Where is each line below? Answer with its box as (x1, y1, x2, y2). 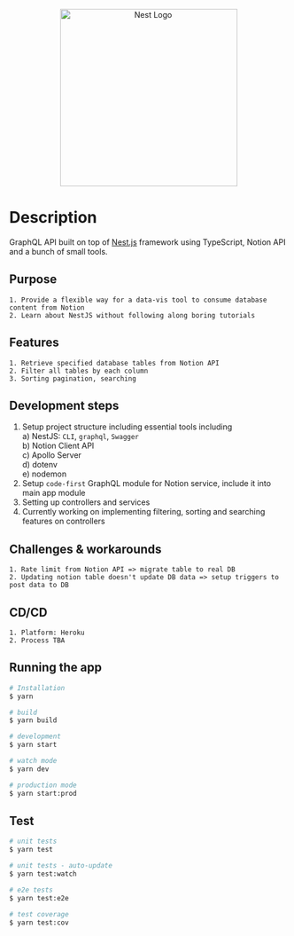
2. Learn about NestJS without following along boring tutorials (9, 311, 255, 319)
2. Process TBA (9, 636, 66, 645)
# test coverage (9, 909, 69, 918)
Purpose (9, 271, 58, 287)
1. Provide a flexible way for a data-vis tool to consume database (9, 295, 267, 304)
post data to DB (9, 581, 69, 590)
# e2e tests (9, 885, 53, 894)
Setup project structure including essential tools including (21, 421, 233, 432)
